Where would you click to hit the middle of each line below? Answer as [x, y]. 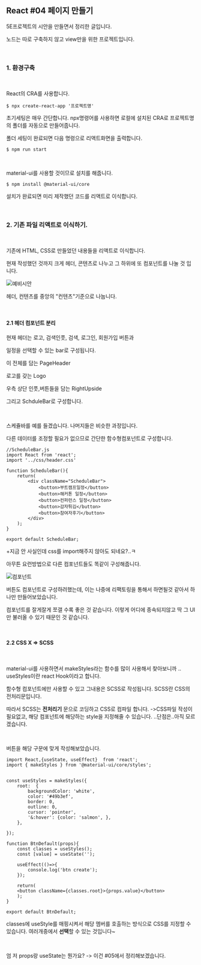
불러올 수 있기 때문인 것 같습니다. [51, 617]
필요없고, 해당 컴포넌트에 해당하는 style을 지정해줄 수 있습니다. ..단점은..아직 [95, 716]
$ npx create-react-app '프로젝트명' [50, 106]
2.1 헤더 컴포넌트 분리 [31, 323]
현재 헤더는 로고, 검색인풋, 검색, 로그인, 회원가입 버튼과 [70, 337]
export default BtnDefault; [41, 912]
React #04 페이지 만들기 [50, 11]
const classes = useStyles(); [55, 849]
